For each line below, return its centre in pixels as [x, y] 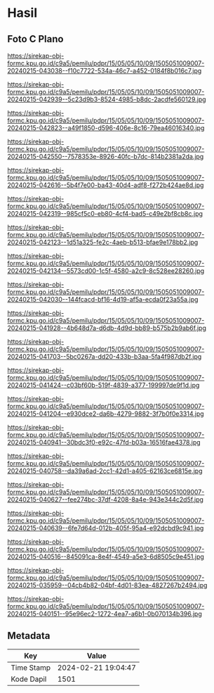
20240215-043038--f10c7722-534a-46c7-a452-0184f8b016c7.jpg [105, 71]
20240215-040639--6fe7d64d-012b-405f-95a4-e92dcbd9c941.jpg [106, 528]
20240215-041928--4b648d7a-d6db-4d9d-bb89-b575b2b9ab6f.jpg [107, 328]
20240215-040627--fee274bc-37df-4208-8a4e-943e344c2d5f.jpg [105, 500]
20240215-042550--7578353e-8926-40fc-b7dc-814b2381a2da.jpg [106, 157]
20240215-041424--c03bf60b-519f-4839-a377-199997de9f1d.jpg [103, 385]
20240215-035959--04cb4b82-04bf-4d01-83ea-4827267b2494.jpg [107, 585]
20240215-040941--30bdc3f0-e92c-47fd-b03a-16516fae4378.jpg [104, 442]
